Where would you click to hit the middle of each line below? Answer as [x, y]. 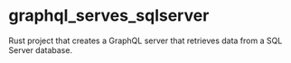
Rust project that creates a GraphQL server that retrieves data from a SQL [145, 40]
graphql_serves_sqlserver [109, 16]
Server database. [41, 49]
